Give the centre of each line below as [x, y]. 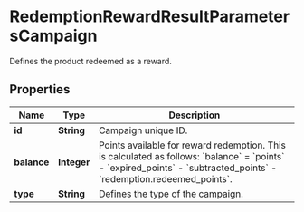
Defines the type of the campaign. [171, 194]
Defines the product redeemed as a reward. [90, 61]
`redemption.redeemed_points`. [165, 178]
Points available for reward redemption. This [192, 145]
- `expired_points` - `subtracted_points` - [188, 168]
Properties [40, 89]
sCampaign [53, 36]
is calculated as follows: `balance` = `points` [191, 156]
